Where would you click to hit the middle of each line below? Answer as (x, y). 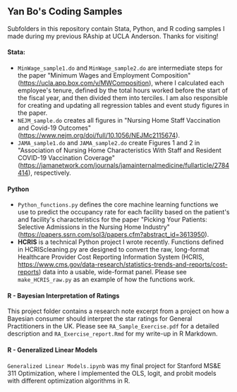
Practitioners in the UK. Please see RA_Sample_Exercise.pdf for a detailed (113, 326)
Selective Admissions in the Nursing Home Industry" (94, 227)
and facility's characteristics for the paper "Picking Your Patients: (112, 220)
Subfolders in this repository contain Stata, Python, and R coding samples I (116, 28)
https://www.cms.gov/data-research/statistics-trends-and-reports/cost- (122, 264)
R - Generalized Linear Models (53, 350)
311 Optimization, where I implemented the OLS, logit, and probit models (112, 373)
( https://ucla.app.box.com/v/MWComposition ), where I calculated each (121, 83)
